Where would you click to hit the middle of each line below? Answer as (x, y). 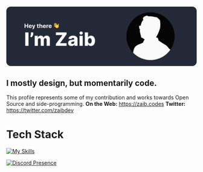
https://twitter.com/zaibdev (40, 110)
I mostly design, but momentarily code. (82, 83)
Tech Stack (35, 134)
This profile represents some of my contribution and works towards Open (98, 97)
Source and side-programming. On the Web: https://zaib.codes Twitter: (96, 104)
